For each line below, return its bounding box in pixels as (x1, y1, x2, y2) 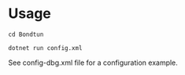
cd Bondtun (8, 30, 44, 38)
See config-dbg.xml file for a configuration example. (8, 58, 179, 67)
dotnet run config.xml (8, 44, 83, 52)
